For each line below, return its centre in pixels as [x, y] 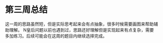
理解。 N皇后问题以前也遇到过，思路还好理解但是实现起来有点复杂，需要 [81, 30]
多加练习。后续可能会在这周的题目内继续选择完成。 [56, 36]
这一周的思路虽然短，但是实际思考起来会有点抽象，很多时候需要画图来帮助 [79, 24]
